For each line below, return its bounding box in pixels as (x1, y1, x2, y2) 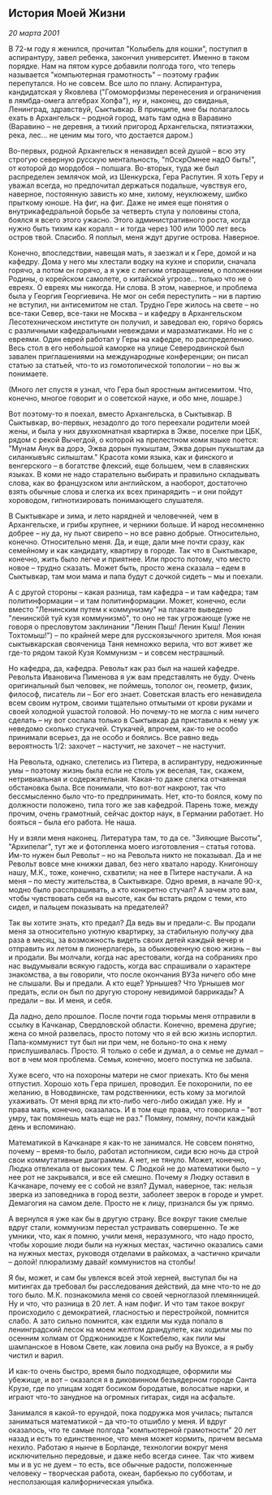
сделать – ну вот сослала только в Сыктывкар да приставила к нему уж (8, 715, 260, 725)
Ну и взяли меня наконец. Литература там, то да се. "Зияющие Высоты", (8, 833, 262, 843)
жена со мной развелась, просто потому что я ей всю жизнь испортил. (8, 1028, 257, 1038)
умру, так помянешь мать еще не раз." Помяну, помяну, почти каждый (8, 1113, 256, 1123)
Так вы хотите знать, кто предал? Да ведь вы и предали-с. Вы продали (8, 917, 256, 927)
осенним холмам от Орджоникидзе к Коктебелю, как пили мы (8, 1332, 226, 1343)
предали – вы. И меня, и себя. (8, 995, 113, 1005)
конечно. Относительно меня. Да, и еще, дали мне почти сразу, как (8, 536, 245, 547)
